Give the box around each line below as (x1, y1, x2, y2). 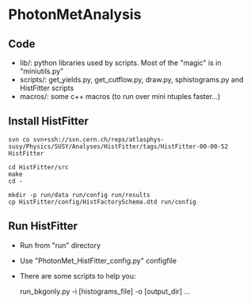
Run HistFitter (8, 219, 78, 233)
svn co (8, 135, 30, 143)
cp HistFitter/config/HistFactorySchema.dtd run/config (8, 198, 196, 206)
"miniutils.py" (19, 66, 64, 76)
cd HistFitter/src (8, 163, 69, 171)
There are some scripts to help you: (19, 271, 136, 280)
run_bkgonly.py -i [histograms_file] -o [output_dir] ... (19, 287, 191, 296)
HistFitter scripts (19, 83, 74, 93)
